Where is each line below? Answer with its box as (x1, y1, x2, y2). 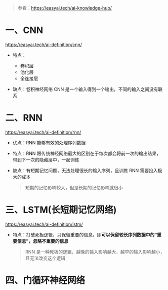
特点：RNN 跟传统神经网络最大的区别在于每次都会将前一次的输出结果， (12, 150, 161, 156)
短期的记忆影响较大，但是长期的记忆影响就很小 (25, 184, 123, 190)
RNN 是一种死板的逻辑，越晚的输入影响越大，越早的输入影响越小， (25, 248, 165, 255)
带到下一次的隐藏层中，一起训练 (12, 156, 79, 162)
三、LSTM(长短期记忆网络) (5, 204, 117, 216)
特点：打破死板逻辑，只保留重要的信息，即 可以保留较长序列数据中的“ (12, 231, 157, 237)
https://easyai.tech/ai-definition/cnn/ (5, 42, 82, 48)
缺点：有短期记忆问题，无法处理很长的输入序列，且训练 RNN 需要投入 (12, 167, 158, 174)
